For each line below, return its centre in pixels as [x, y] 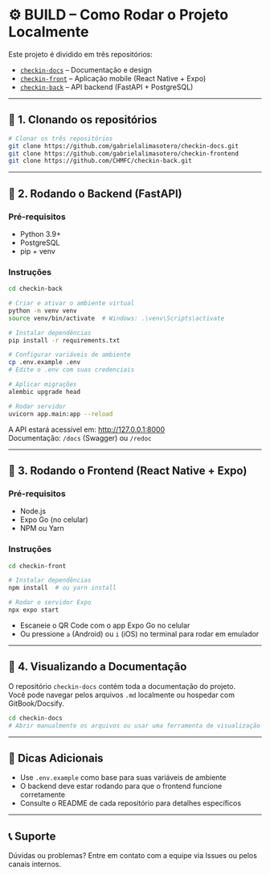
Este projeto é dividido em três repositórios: [80, 54]
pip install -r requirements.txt [64, 340]
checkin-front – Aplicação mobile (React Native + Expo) [113, 78]
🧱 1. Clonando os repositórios [83, 120]
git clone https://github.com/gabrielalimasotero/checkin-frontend [124, 153]
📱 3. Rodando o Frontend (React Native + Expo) [128, 471]
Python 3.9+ [41, 234]
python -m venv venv [43, 311]
